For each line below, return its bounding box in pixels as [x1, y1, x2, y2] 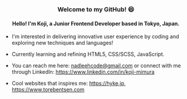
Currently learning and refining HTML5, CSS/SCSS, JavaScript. [11, 51, 165, 58]
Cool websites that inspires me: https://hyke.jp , [11, 80, 126, 87]
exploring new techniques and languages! [11, 39, 113, 47]
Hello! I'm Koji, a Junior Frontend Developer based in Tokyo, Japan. [12, 20, 180, 27]
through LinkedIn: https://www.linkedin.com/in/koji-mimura [11, 68, 155, 75]
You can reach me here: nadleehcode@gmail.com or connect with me [11, 62, 181, 70]
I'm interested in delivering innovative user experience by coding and [11, 33, 179, 40]
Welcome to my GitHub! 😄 [57, 5, 135, 14]
